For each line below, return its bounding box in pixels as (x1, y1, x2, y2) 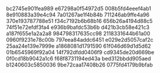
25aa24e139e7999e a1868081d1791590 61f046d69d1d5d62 (6, 42, 152, 49)
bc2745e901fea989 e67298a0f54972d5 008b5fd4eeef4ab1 (6, 5, 152, 12)
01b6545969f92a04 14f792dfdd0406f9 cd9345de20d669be (6, 49, 155, 55)
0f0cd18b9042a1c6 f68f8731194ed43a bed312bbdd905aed (6, 55, 151, 62)
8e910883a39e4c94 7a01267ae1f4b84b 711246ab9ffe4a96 (6, 11, 149, 18)
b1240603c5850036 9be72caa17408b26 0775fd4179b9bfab (6, 61, 153, 68)
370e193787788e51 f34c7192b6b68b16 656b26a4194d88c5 (6, 18, 153, 24)
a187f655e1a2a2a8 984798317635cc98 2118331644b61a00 (6, 30, 151, 37)
